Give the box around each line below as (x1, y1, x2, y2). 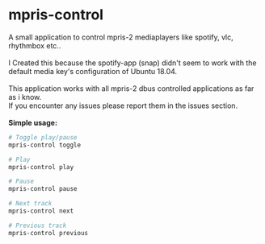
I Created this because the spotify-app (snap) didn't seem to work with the (8, 58, 257, 68)
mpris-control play (8, 163, 74, 171)
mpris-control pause (8, 185, 78, 193)
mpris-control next (8, 207, 74, 215)
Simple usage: (8, 118, 58, 127)
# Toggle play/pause (8, 133, 78, 142)
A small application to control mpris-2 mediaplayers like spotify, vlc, (8, 32, 233, 42)
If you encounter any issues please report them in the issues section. (8, 101, 238, 110)
